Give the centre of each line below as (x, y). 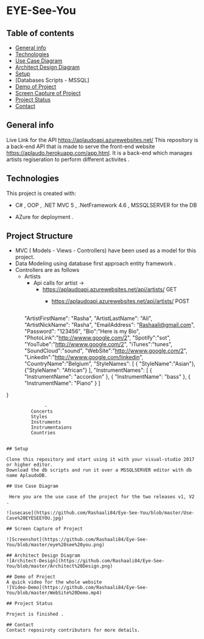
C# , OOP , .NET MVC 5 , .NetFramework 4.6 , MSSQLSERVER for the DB (106, 205)
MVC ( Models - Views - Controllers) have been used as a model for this (106, 251)
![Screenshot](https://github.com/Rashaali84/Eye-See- (77, 540)
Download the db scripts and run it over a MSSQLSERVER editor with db (99, 470)
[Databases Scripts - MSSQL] (52, 80)
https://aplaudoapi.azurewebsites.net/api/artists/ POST (121, 301)
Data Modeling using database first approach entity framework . (96, 263)
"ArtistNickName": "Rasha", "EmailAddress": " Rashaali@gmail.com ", (109, 325)
